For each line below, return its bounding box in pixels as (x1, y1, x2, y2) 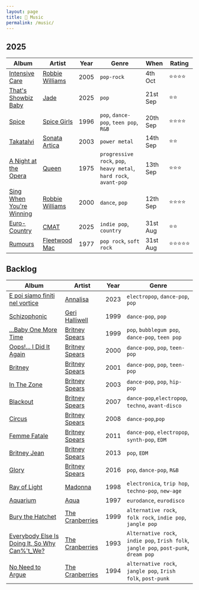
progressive (99, 151, 134, 158)
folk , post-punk (126, 574, 170, 582)
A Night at (9, 157, 37, 165)
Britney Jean (9, 449, 44, 457)
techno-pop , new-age (126, 487, 182, 494)
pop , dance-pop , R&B (126, 466, 179, 474)
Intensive (9, 69, 34, 78)
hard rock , (99, 172, 129, 180)
